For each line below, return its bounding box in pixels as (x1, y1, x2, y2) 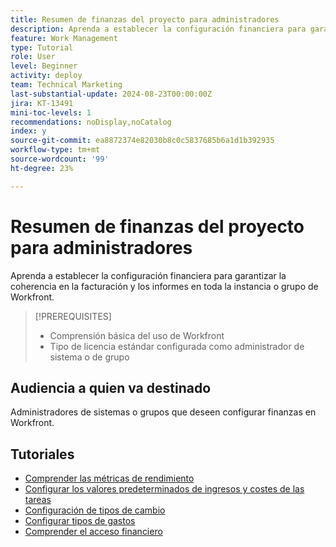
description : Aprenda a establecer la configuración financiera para (10, 24, 307, 34)
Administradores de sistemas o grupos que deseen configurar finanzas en (10, 406, 317, 418)
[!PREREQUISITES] (34, 310, 112, 322)
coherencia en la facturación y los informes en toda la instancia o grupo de (10, 280, 319, 292)
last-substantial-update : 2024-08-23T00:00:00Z (10, 89, 213, 99)
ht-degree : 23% (10, 163, 74, 173)
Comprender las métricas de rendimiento (24, 472, 195, 485)
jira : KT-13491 (10, 98, 74, 108)
